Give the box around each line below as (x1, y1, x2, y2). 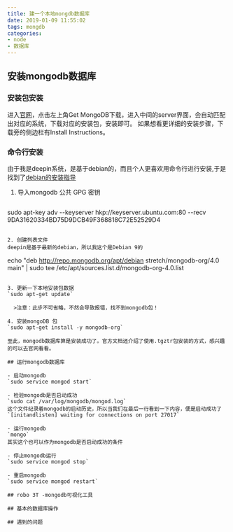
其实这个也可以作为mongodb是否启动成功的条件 (7, 438, 124, 445)
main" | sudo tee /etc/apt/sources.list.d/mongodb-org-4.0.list (7, 263, 184, 272)
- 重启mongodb (7, 472, 47, 479)
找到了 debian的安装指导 (7, 173, 76, 181)
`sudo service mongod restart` (7, 477, 99, 485)
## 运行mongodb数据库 (7, 358, 65, 365)
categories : (7, 29, 42, 37)
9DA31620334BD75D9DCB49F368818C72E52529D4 (7, 215, 161, 224)
